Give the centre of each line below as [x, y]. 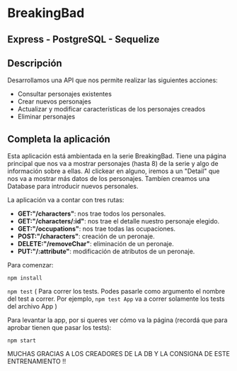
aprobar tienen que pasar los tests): [59, 328]
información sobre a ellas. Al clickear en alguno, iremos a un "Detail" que [114, 171]
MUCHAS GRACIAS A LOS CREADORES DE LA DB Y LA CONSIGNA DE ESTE [118, 354]
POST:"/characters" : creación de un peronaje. [86, 236]
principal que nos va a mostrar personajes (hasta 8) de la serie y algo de [113, 164]
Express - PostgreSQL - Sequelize [83, 39]
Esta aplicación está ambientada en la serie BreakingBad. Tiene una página [117, 156]
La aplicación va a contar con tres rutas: [66, 200]
